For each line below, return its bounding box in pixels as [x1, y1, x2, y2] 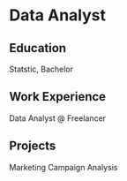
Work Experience [9, 89, 107, 104]
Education [9, 41, 67, 56]
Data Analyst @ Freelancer [9, 112, 107, 124]
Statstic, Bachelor [9, 64, 73, 74]
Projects [9, 139, 56, 154]
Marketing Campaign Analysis [9, 162, 118, 172]
